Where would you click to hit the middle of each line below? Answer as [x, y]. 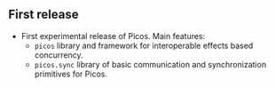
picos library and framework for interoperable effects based [144, 45]
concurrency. [59, 55]
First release [43, 15]
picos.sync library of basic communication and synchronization [150, 64]
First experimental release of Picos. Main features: [113, 36]
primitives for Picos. [71, 74]
